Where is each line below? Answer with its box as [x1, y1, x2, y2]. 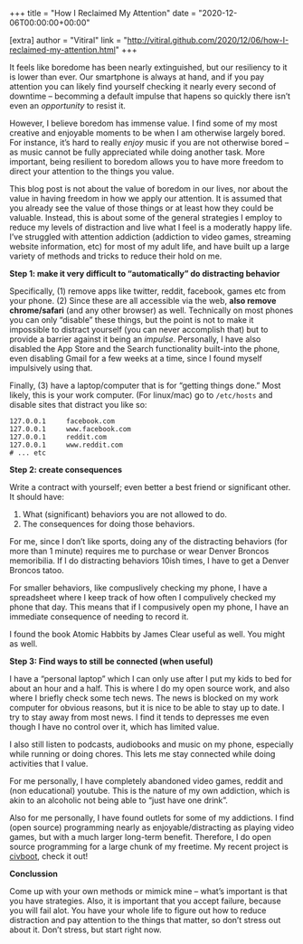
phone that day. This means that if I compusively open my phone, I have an [9, 601, 289, 612]
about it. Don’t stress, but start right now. [9, 924, 162, 935]
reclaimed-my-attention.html [9, 44, 116, 55]
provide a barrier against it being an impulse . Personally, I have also [9, 334, 261, 345]
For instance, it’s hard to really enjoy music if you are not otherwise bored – [9, 137, 289, 147]
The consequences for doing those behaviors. [22, 519, 195, 529]
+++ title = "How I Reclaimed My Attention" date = [9, 8, 197, 18]
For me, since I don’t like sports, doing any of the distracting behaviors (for [9, 536, 288, 546]
